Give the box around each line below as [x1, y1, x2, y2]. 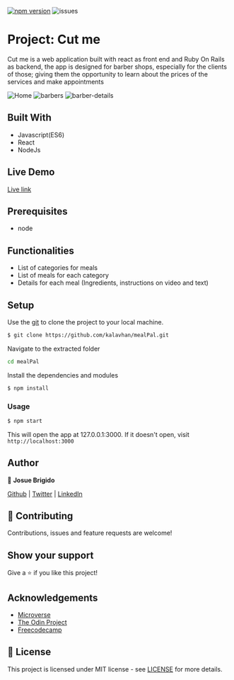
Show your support [7, 549, 94, 561]
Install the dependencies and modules [7, 370, 119, 379]
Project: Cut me [7, 32, 101, 47]
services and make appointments [7, 77, 105, 86]
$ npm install [7, 385, 49, 392]
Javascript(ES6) [17, 130, 65, 139]
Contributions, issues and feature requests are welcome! [7, 528, 172, 538]
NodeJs [17, 145, 41, 154]
